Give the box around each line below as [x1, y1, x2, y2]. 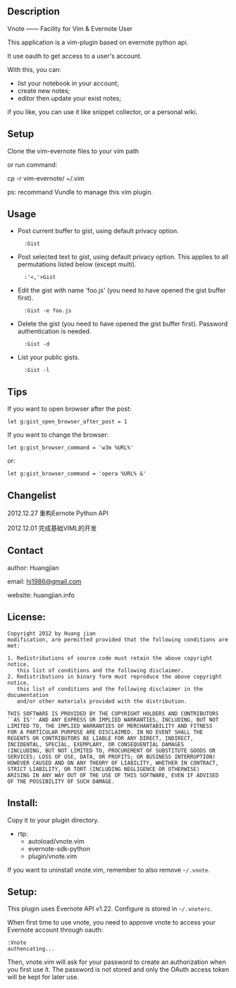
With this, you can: [7, 65, 62, 73]
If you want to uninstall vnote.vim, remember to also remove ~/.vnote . [7, 865, 210, 874]
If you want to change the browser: [7, 431, 109, 439]
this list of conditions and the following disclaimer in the [16, 685, 203, 693]
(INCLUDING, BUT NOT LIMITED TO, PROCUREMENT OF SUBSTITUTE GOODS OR [7, 747, 216, 754]
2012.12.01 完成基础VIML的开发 [7, 524, 97, 533]
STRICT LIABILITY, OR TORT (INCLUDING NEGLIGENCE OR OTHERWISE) [7, 765, 200, 772]
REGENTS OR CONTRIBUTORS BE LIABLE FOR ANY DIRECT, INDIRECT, [7, 734, 194, 742]
